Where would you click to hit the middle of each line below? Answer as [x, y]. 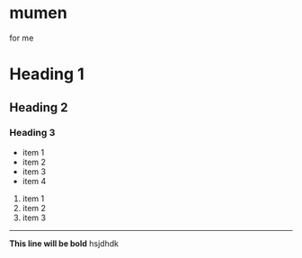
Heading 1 [47, 74]
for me [22, 38]
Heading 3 [32, 133]
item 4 [34, 181]
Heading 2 [39, 107]
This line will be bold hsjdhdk [64, 243]
